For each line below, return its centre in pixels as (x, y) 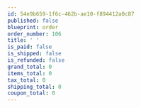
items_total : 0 (30, 73)
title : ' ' (23, 40)
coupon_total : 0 (31, 93)
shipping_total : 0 (34, 87)
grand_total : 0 (30, 67)
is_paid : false (30, 47)
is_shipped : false (34, 54)
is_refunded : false (36, 60)
